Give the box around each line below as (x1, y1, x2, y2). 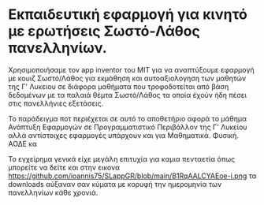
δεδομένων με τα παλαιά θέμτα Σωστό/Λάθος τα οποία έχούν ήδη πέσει (8, 90, 247, 99)
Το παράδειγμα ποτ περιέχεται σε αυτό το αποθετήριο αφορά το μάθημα (8, 114, 247, 123)
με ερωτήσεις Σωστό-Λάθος (8, 22, 201, 40)
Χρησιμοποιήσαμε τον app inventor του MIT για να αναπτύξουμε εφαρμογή (8, 65, 255, 74)
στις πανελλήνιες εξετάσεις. (8, 99, 104, 108)
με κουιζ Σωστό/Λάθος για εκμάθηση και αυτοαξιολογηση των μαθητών (8, 73, 247, 83)
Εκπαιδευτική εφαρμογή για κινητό (8, 6, 248, 24)
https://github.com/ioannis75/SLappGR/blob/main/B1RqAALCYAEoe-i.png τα (8, 171, 257, 181)
